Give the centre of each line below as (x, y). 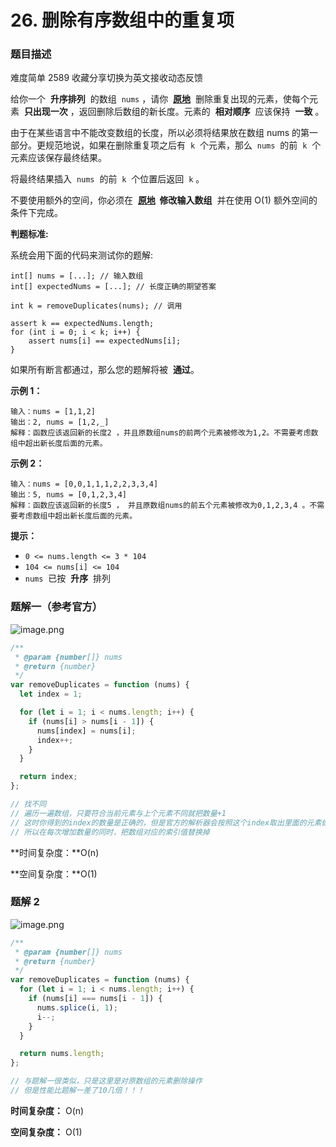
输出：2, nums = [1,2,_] (60, 422)
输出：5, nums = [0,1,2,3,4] (69, 495)
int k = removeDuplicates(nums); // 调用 (96, 306)
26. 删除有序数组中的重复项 (122, 20)
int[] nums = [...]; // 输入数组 (77, 276)
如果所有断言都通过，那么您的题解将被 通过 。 (105, 370)
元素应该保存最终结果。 (58, 158)
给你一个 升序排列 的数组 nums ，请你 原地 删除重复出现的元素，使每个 (160, 99)
